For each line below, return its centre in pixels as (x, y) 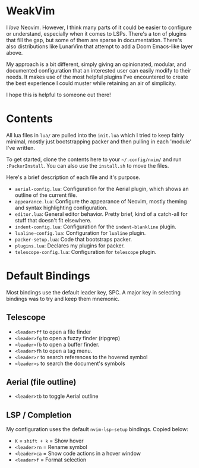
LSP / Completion (39, 415)
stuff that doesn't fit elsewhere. (53, 220)
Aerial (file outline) (41, 382)
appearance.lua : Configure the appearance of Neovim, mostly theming (101, 201)
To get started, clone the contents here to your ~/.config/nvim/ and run (94, 159)
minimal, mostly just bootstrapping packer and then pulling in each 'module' (99, 142)
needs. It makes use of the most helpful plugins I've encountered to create (97, 77)
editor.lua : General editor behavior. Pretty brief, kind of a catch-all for (101, 214)
